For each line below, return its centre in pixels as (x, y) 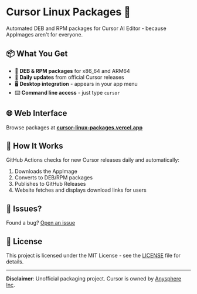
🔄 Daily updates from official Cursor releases (69, 77)
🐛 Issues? (24, 208)
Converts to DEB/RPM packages (53, 178)
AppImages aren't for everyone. (45, 34)
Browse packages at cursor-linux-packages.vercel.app (74, 127)
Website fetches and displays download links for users (80, 190)
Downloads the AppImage (46, 171)
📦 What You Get (37, 54)
